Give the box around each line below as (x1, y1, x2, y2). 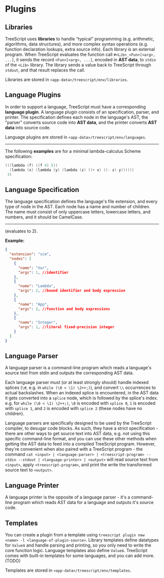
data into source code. (5, 124, 51, 130)
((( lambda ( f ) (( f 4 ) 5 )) (5, 163, 58, 168)
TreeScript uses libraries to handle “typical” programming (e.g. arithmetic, (5, 36, 155, 42)
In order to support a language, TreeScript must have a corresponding (5, 104, 146, 110)
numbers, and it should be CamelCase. (5, 214, 83, 220)
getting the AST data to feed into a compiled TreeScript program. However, (5, 441, 156, 447)
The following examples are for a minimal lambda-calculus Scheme (5, 148, 141, 154)
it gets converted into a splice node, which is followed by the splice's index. (5, 395, 158, 401)
